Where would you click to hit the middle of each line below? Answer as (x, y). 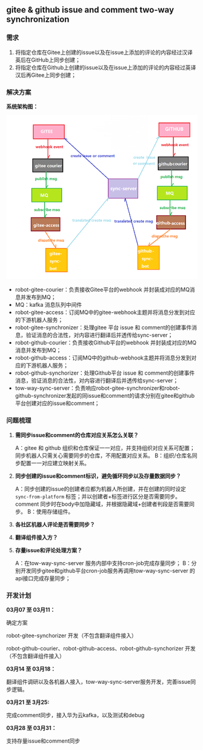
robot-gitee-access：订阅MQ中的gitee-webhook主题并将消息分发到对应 (105, 312)
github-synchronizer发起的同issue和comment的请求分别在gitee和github (105, 396)
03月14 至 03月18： (31, 669)
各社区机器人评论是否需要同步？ (55, 524)
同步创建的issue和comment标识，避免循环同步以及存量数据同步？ (98, 476)
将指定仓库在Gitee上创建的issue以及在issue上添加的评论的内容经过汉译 (104, 52)
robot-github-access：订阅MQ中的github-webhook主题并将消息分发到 (103, 358)
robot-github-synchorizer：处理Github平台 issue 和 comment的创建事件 (105, 373)
